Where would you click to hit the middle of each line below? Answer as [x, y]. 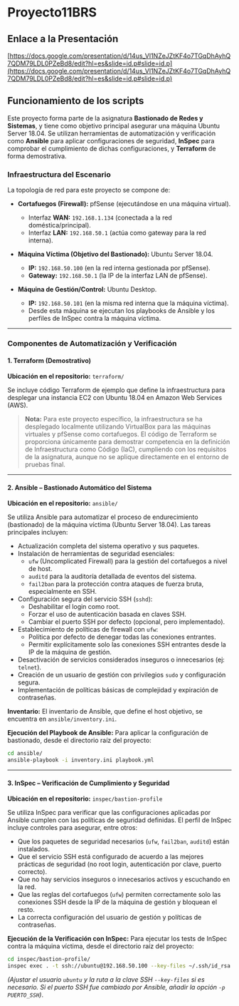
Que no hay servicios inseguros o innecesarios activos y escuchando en [124, 879]
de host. [40, 569]
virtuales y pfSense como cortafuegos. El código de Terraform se [121, 434]
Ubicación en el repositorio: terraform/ [66, 376]
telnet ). [29, 667]
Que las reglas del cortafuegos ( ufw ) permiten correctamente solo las [119, 895]
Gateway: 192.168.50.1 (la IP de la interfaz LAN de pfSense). [118, 276]
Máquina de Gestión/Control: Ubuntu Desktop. [87, 289]
